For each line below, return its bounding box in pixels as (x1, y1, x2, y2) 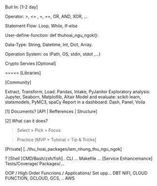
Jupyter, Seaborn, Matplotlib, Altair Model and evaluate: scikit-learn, (5, 94, 141, 100)
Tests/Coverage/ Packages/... (5, 161, 64, 167)
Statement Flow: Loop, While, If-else (5, 23, 78, 29)
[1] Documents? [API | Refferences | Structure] (5, 109, 98, 114)
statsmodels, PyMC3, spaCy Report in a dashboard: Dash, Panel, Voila (5, 99, 145, 105)
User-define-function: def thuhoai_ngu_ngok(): (5, 33, 99, 38)
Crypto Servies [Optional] (5, 61, 56, 66)
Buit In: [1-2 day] (5, 4, 38, 10)
